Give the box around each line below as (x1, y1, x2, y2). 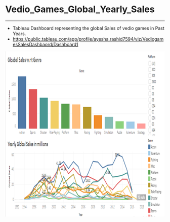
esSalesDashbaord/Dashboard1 (12, 41, 78, 47)
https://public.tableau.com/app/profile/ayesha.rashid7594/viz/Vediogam (12, 36, 164, 42)
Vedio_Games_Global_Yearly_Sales (5, 4, 155, 15)
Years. (12, 30, 26, 37)
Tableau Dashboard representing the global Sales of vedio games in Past (12, 25, 164, 31)
